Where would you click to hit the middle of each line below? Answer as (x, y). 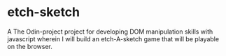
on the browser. (30, 46)
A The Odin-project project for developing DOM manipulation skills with (110, 31)
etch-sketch (44, 12)
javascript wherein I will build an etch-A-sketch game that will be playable (113, 38)
